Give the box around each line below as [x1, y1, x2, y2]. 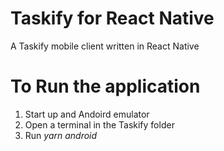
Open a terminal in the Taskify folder [24, 118, 175, 131]
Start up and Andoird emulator [24, 108, 150, 120]
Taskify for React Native [10, 7, 215, 30]
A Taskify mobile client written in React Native [10, 40, 200, 52]
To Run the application [10, 75, 201, 98]
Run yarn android [24, 129, 98, 141]
